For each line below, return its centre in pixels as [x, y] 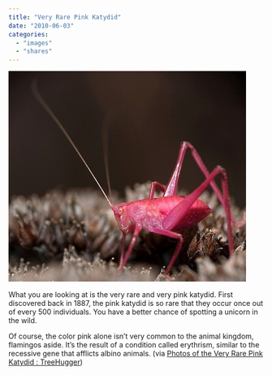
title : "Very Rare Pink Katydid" [65, 17]
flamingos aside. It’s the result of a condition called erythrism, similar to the [134, 345]
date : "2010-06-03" [41, 26]
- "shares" [34, 52]
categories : [28, 34]
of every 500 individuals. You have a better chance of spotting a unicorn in [133, 312]
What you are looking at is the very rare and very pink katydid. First [121, 295]
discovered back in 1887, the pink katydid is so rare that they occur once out [136, 304]
